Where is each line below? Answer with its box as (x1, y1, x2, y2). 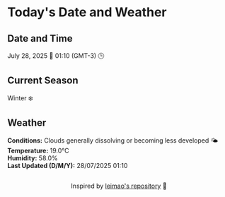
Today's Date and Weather (7, 4, 167, 20)
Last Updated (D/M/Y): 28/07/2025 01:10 (7, 161, 128, 169)
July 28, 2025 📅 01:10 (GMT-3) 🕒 (7, 52, 105, 60)
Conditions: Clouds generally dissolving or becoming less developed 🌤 (7, 136, 219, 145)
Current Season (7, 75, 79, 87)
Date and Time (7, 32, 73, 44)
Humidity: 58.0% (7, 153, 58, 162)
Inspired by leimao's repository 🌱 (70, 181, 168, 191)
